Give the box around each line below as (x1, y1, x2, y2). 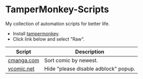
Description (75, 48, 105, 55)
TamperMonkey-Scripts (5, 4, 109, 15)
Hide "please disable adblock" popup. (44, 65, 136, 72)
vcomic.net (8, 65, 35, 72)
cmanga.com (8, 56, 39, 64)
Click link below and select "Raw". (12, 36, 85, 42)
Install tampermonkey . (12, 30, 60, 36)
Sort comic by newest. (44, 56, 98, 64)
